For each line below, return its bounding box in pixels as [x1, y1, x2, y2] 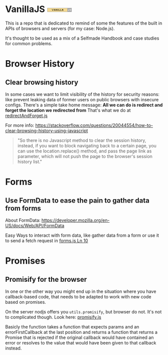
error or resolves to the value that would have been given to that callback [5, 339, 156, 345]
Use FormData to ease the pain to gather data [5, 196, 149, 205]
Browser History [5, 58, 75, 70]
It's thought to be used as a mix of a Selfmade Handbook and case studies [5, 35, 159, 41]
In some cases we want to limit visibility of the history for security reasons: [5, 91, 159, 97]
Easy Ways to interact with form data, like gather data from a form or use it [5, 232, 159, 238]
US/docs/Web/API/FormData [5, 222, 65, 229]
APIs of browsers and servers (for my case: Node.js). [5, 25, 115, 31]
